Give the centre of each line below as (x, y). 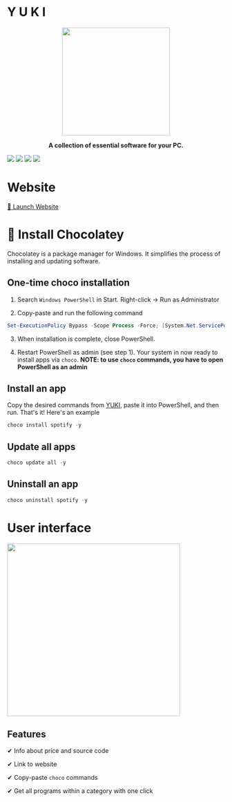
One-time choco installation (68, 283)
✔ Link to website (32, 764)
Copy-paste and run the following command (80, 313)
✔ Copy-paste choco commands (52, 778)
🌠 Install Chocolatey (66, 235)
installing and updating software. (54, 261)
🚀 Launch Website (33, 206)
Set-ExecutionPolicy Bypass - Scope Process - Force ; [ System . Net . (103, 326)
